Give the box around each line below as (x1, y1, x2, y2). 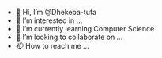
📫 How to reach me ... (15, 42, 89, 50)
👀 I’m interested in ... (15, 16, 83, 25)
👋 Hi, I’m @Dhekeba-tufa (15, 8, 97, 16)
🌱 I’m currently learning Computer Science (15, 24, 155, 33)
